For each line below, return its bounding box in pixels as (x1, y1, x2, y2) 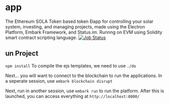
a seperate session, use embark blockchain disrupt (5, 78, 113, 84)
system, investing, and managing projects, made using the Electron (5, 23, 145, 29)
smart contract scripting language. (5, 34, 77, 41)
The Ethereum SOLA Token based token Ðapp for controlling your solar (5, 18, 154, 24)
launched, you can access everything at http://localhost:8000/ (5, 93, 140, 99)
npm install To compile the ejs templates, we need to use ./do (5, 62, 137, 68)
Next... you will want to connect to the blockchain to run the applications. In (5, 73, 162, 79)
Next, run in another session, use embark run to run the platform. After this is (5, 88, 164, 94)
